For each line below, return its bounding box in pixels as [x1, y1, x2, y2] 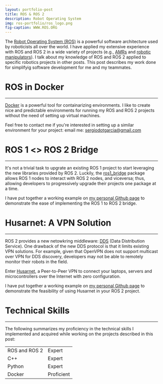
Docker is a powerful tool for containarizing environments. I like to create [5, 102, 150, 108]
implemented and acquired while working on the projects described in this [5, 331, 153, 337]
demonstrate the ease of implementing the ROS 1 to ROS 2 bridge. [5, 200, 137, 206]
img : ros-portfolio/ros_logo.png [5, 20, 73, 26]
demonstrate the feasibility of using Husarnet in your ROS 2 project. [5, 288, 141, 294]
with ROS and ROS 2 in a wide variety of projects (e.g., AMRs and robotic [5, 49, 151, 55]
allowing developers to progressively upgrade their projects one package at [5, 181, 156, 186]
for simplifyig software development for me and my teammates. [5, 64, 132, 71]
